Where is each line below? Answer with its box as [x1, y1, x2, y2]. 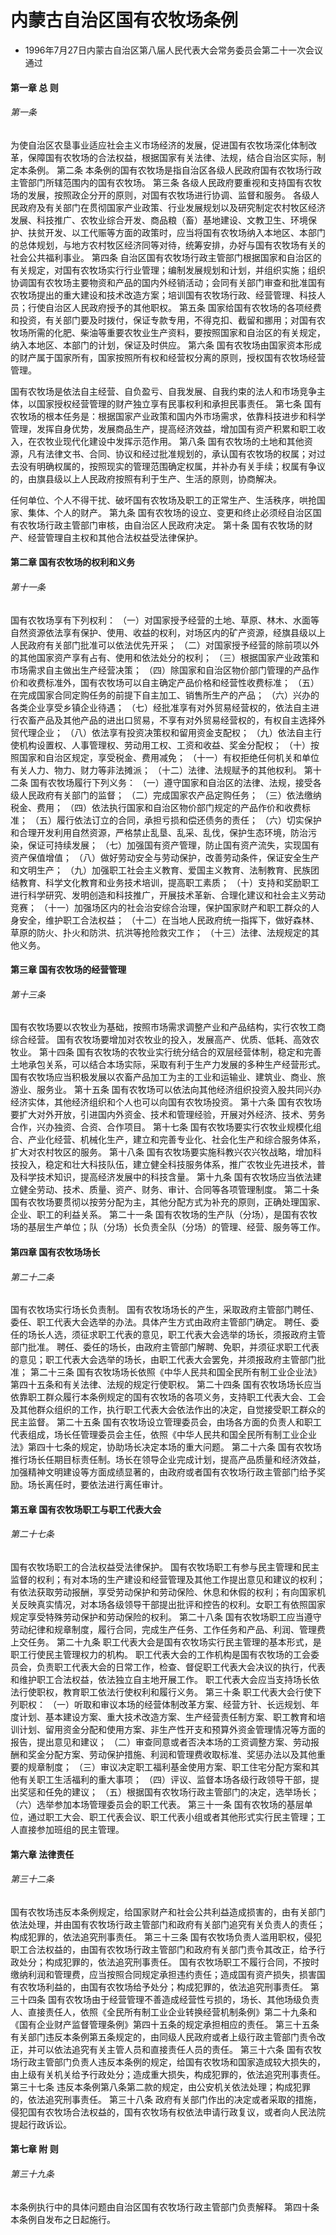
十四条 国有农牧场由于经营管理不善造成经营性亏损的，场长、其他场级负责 [18, 1993, 320, 2005]
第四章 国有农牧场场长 [10, 1246, 101, 1258]
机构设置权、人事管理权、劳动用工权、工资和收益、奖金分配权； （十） [18, 739, 311, 751]
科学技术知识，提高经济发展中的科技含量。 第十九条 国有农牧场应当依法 [18, 1171, 313, 1183]
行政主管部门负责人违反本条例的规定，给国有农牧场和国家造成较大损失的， [18, 2056, 326, 2068]
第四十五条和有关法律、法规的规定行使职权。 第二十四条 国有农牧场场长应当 [10, 1379, 322, 1391]
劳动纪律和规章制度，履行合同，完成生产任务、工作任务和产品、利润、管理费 [10, 1623, 326, 1635]
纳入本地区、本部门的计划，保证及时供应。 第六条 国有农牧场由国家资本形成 [10, 339, 322, 351]
